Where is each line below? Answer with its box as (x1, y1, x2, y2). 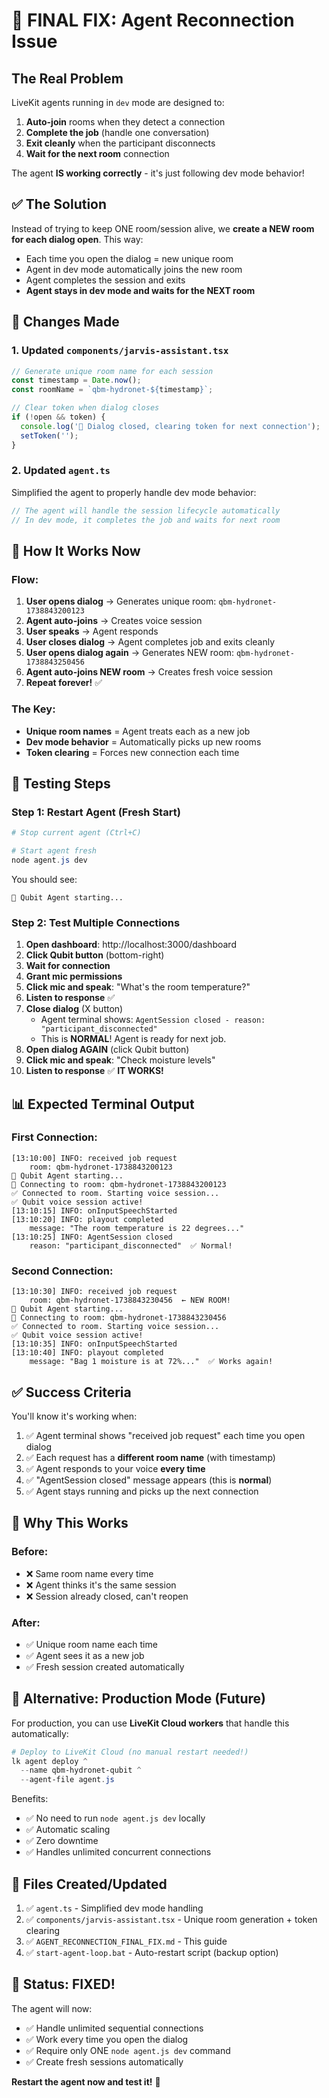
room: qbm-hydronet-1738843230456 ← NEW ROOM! (29, 1295, 231, 1306)
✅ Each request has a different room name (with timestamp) (25, 1451, 276, 1463)
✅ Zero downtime (25, 1835, 99, 1847)
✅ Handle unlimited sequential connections (25, 2022, 204, 2034)
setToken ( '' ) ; (20, 430, 79, 441)
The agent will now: (11, 2002, 93, 2014)
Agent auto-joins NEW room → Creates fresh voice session (25, 666, 274, 678)
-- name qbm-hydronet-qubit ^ (20, 1765, 142, 1776)
